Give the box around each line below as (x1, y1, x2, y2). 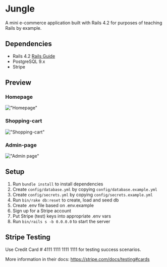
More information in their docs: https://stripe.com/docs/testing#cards (5, 256, 150, 262)
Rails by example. (5, 25, 42, 31)
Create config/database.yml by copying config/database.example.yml (12, 186, 157, 192)
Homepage (5, 94, 33, 101)
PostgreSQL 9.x (12, 58, 45, 64)
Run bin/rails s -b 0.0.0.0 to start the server (12, 218, 110, 224)
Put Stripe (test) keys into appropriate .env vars (12, 213, 111, 219)
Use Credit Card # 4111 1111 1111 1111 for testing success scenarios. (5, 246, 141, 252)
